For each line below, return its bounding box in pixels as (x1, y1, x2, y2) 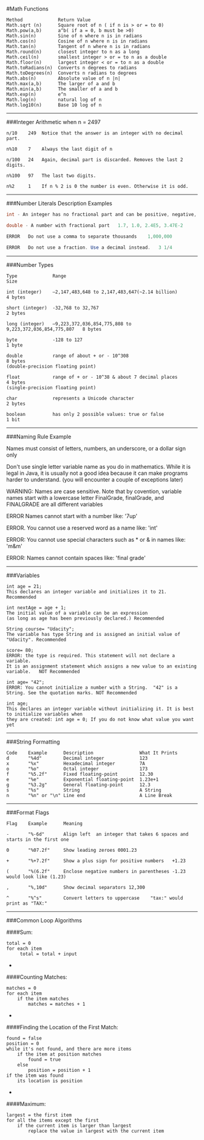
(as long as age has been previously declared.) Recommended (6, 615, 165, 621)
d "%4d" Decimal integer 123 (6, 755, 148, 761)
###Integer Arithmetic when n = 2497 (6, 119, 101, 125)
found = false (6, 1035, 42, 1042)
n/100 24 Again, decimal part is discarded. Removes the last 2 (6, 157, 183, 163)
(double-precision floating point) (6, 363, 97, 370)
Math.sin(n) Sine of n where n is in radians (6, 33, 143, 39)
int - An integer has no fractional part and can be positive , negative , (6, 212, 197, 218)
